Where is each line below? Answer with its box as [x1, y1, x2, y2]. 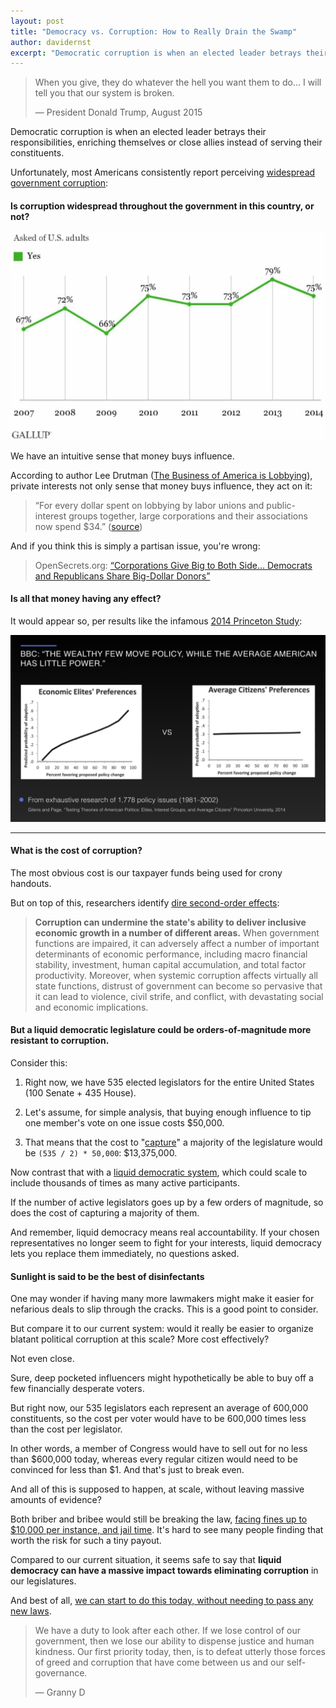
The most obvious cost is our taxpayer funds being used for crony [10, 866, 283, 879]
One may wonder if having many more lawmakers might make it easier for [10, 1293, 315, 1305]
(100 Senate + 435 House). [24, 1087, 137, 1099]
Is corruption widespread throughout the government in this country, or [10, 200, 315, 212]
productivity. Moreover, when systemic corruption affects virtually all [34, 969, 318, 981]
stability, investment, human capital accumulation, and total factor [34, 958, 307, 970]
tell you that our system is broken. [34, 87, 175, 99]
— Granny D [34, 1686, 86, 1699]
